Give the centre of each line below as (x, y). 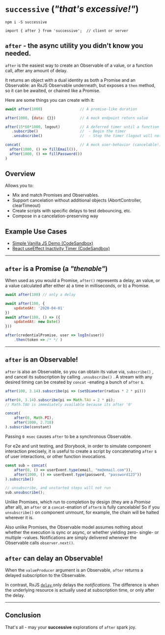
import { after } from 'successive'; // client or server (67, 30)
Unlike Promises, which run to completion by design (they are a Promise (78, 502)
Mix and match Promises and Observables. (55, 195)
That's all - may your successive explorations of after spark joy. (71, 627)
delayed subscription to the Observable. (46, 575)
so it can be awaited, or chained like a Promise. (53, 90)
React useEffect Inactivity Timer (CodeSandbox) (61, 249)
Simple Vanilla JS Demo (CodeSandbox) (53, 243)
